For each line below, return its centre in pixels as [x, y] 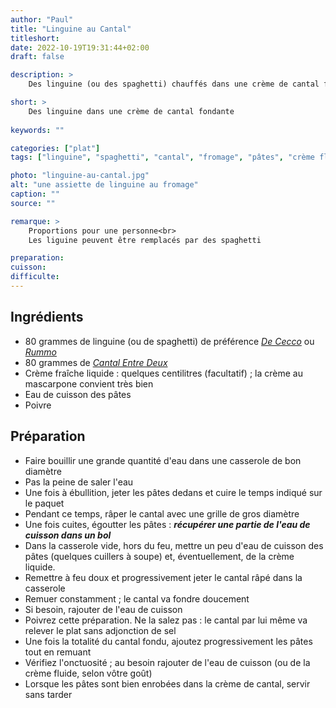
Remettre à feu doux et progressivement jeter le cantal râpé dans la [163, 577]
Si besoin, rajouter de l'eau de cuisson [103, 609]
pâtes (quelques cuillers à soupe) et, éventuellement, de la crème [159, 556]
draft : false [37, 57]
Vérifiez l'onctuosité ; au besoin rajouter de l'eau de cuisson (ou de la [167, 662]
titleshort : [35, 38]
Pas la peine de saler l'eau [79, 482]
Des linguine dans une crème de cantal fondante [131, 111]
